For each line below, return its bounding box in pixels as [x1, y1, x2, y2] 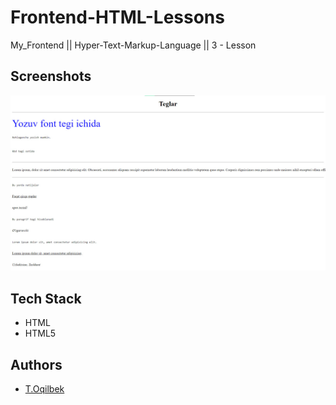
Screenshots [10, 68, 92, 85]
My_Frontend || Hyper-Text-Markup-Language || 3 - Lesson [10, 39, 257, 51]
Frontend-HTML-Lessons [10, 6, 225, 29]
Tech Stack [10, 290, 82, 307]
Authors [10, 356, 63, 373]
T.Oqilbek [24, 382, 65, 395]
